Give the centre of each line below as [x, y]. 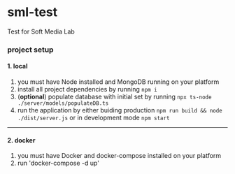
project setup [30, 50]
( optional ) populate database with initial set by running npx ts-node [114, 97]
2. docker [21, 140]
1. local [17, 66]
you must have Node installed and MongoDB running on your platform [118, 82]
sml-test [33, 12]
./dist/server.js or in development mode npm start [93, 118]
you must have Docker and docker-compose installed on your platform [119, 156]
